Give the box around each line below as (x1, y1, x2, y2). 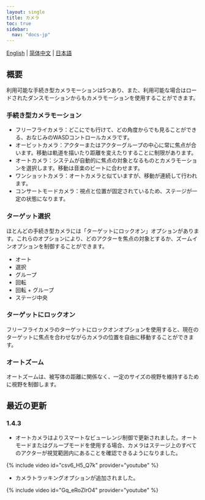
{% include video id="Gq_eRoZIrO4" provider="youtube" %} (6, 486, 159, 494)
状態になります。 (26, 195, 69, 202)
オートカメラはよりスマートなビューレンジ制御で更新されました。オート (15, 434, 198, 441)
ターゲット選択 (6, 212, 51, 221)
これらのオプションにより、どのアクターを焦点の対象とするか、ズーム (16, 234, 193, 242)
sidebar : (6, 26, 29, 33)
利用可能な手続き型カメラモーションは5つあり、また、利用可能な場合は (6, 87, 187, 94)
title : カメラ (6, 15, 40, 21)
